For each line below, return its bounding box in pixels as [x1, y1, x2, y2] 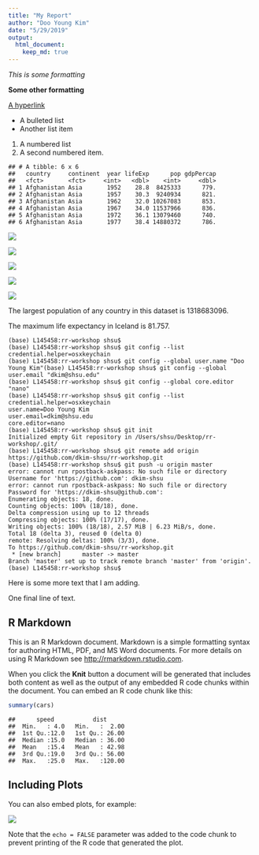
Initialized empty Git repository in [8, 433, 132, 441]
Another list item [19, 124, 73, 133]
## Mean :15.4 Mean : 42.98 [8, 743, 125, 751]
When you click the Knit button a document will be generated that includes [8, 669, 251, 678]
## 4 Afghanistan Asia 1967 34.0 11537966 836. [8, 204, 216, 212]
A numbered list [19, 140, 72, 148]
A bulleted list [19, 116, 65, 125]
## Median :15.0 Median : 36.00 [8, 736, 125, 744]
